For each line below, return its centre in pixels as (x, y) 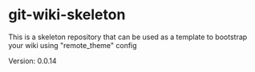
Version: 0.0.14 (32, 61)
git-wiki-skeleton (67, 15)
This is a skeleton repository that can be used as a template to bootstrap (128, 37)
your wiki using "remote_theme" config (73, 45)
